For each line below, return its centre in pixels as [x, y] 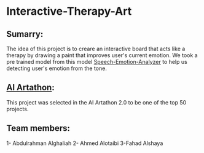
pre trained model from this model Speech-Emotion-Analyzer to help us [97, 62]
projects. [18, 109]
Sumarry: [25, 34]
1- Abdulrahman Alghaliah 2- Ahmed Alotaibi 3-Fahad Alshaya [85, 143]
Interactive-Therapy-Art [69, 11]
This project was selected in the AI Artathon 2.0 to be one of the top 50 [96, 102]
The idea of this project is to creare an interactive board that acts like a [96, 49]
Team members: [38, 128]
